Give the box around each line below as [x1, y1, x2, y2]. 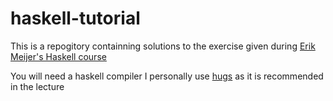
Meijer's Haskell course [10, 50, 107, 62]
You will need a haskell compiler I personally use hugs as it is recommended [10, 70, 324, 82]
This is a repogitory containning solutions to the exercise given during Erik [10, 40, 316, 52]
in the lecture [10, 80, 65, 92]
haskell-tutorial [10, 7, 141, 30]
